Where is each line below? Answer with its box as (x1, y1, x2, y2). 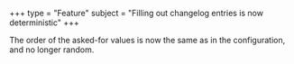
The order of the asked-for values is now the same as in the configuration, (9, 35, 286, 45)
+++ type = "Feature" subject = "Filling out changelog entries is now (9, 8, 264, 18)
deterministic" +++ (9, 17, 79, 28)
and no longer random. (9, 44, 95, 55)
